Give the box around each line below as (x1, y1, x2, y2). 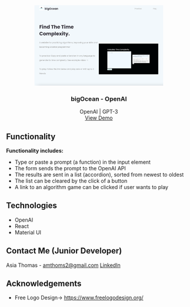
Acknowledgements (6, 279, 82, 289)
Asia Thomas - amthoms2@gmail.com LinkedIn (6, 262, 121, 269)
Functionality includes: (6, 147, 64, 154)
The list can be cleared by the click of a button (14, 177, 128, 184)
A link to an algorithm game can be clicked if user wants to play (14, 184, 169, 191)
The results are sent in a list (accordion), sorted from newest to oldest (14, 171, 184, 179)
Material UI (14, 229, 42, 236)
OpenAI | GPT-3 (79, 108, 118, 115)
